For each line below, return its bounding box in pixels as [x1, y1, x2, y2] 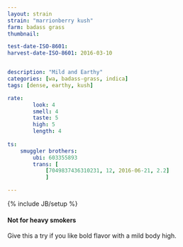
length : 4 [33, 128, 62, 135]
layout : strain [7, 10, 52, 18]
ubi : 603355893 [33, 154, 78, 161]
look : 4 [33, 101, 55, 109]
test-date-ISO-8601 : [7, 43, 69, 50]
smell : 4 [33, 108, 59, 115]
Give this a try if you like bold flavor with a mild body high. [7, 231, 177, 240]
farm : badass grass [7, 23, 65, 31]
